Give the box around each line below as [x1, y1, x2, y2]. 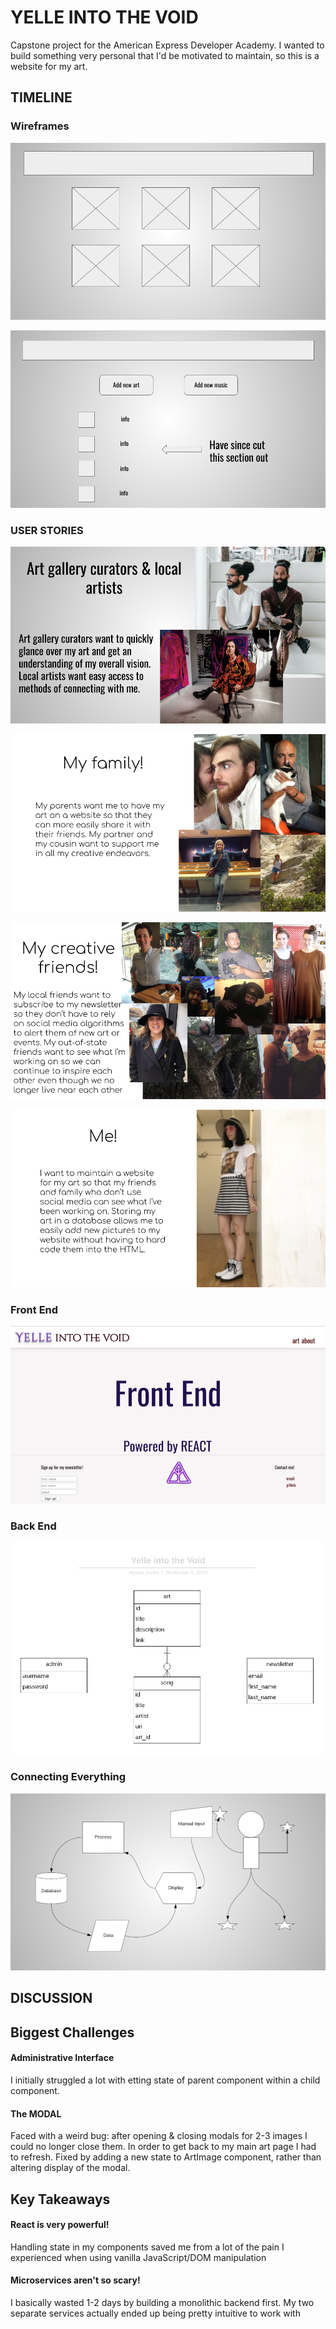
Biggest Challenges [10, 2024, 135, 2041]
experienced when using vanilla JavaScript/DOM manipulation [10, 2251, 267, 2263]
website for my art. [10, 60, 88, 72]
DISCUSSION [10, 1990, 93, 2007]
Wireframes [10, 119, 70, 133]
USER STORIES [10, 523, 84, 537]
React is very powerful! [10, 2219, 110, 2231]
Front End [10, 1302, 59, 1316]
